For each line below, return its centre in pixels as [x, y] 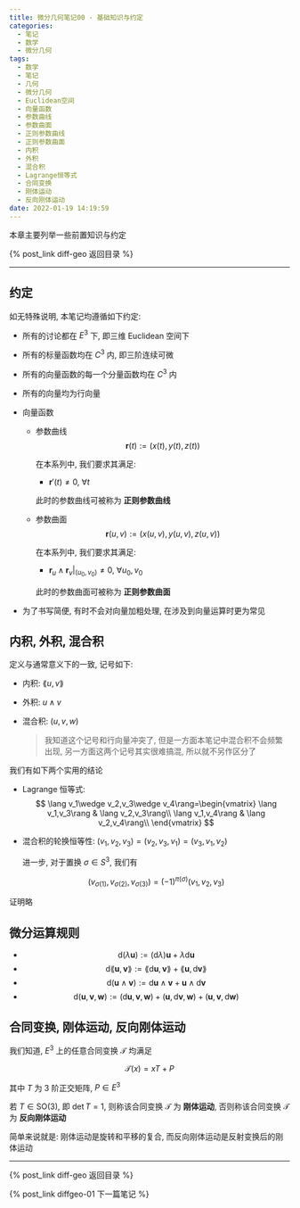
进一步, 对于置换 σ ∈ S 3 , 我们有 [80, 861]
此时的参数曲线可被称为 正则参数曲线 [103, 500]
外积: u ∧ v [42, 702]
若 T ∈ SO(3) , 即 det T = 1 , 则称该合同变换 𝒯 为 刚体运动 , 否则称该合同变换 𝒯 [150, 1106]
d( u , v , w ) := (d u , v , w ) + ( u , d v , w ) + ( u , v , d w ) [156, 997]
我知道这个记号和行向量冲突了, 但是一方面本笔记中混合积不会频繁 [163, 741]
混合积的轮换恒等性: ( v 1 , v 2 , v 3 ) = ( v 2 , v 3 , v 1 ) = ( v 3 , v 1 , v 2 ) [125, 842]
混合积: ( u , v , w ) [50, 721]
